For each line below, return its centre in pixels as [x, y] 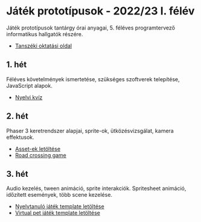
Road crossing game [40, 155]
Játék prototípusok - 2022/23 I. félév [101, 11]
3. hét [17, 174]
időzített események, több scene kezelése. [59, 195]
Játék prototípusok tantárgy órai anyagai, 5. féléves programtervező [91, 28]
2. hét [17, 116]
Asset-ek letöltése [38, 149]
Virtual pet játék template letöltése [58, 213]
